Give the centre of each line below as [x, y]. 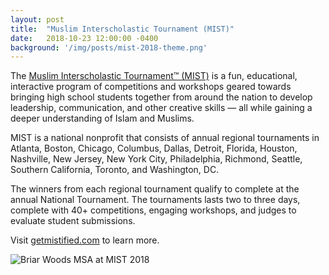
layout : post [37, 19]
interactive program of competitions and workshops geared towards [151, 87]
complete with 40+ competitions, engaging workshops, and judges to [153, 210]
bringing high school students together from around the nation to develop [161, 97]
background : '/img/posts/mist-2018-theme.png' [109, 47]
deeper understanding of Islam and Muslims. [102, 118]
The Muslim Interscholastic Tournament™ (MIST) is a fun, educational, [154, 76]
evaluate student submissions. [73, 221]
